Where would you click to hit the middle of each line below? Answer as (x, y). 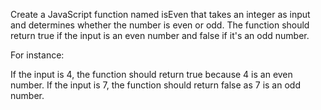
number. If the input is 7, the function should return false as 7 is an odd (155, 85)
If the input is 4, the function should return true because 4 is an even (151, 74)
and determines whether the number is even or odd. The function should (160, 25)
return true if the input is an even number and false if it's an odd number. (160, 35)
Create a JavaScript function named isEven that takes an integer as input (160, 14)
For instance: (37, 55)
